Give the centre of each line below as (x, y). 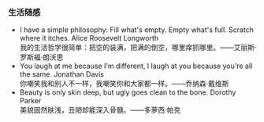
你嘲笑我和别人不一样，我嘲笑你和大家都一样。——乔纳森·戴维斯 (124, 84)
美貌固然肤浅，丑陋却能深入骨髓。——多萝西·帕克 (100, 110)
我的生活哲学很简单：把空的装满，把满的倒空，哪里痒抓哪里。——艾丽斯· (138, 48)
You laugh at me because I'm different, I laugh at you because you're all (136, 66)
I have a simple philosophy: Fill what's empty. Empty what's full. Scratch (137, 30)
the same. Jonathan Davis (62, 74)
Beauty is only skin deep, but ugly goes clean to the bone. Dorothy (128, 92)
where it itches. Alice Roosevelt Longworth (89, 38)
